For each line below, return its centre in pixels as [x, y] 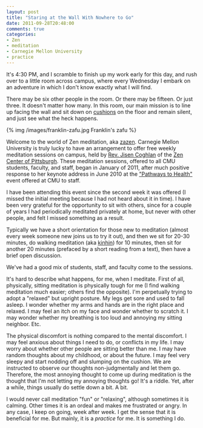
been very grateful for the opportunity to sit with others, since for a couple [99, 205]
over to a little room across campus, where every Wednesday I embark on [98, 81]
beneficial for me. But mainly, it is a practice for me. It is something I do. [96, 418]
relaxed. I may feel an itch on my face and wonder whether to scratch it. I [98, 311]
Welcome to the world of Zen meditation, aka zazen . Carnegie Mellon [93, 142]
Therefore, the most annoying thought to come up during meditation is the [99, 374]
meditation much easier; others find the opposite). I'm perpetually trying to [99, 292]
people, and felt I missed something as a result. [65, 218]
